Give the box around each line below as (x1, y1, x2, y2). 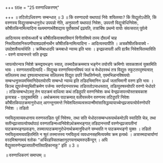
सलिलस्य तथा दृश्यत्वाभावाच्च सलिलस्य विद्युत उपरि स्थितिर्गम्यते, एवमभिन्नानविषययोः (5, 72, 130, 78)
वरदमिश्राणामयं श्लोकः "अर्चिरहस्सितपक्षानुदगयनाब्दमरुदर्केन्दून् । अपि (5, 137, 108, 143)
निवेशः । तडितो (5, 105, 29, 111)
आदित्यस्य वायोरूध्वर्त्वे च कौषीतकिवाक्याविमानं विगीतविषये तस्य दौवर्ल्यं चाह (5, 35, 117, 41)
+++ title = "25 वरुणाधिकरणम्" (5, 5, 59, 10)
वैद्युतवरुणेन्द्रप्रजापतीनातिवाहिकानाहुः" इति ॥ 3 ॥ (5, 143, 79, 148)
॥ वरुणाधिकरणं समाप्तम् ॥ (5, 152, 46, 158)
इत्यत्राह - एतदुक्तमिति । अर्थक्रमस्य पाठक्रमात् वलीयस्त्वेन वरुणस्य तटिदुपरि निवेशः (5, 94, 130, 100)
